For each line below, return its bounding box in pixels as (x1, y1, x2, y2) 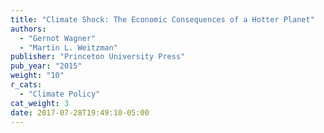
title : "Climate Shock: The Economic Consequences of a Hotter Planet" (10, 14, 315, 25)
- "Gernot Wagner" (19, 33, 97, 43)
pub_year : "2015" (10, 61, 83, 71)
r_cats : (10, 80, 43, 90)
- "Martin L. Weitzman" (19, 42, 118, 53)
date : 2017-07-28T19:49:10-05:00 (10, 107, 150, 118)
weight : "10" (10, 71, 65, 81)
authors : (10, 24, 47, 34)
